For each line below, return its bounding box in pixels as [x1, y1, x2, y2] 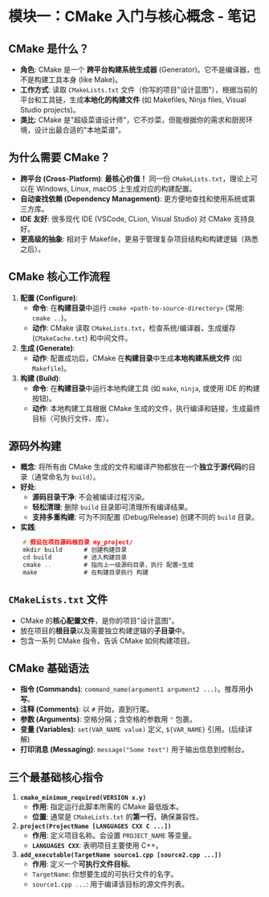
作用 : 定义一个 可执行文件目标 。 [31, 859, 135, 869]
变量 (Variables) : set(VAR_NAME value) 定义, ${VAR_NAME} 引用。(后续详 [19, 725, 253, 734]
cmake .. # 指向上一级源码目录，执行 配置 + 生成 [22, 561, 194, 570]
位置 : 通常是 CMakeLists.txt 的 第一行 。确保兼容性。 [31, 812, 203, 821]
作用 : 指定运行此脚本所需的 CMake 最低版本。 [31, 802, 183, 812]
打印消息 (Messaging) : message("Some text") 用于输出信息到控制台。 [19, 745, 249, 755]
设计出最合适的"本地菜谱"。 [34, 125, 126, 134]
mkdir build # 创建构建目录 [22, 546, 127, 554]
